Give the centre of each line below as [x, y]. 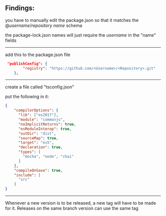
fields [11, 40]
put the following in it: [27, 97]
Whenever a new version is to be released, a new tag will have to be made [81, 203]
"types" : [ [29, 152]
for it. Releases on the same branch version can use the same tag [72, 209]
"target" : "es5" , [36, 143]
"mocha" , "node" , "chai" [48, 157]
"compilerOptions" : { [36, 110]
